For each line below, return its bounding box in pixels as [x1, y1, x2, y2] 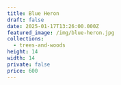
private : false [7, 61, 51, 68]
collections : [7, 36, 44, 42]
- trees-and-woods [13, 42, 66, 49]
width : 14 [7, 55, 36, 62]
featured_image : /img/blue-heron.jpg [7, 29, 115, 36]
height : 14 [7, 49, 38, 56]
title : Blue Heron [7, 10, 59, 17]
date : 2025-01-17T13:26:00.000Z [7, 23, 99, 29]
